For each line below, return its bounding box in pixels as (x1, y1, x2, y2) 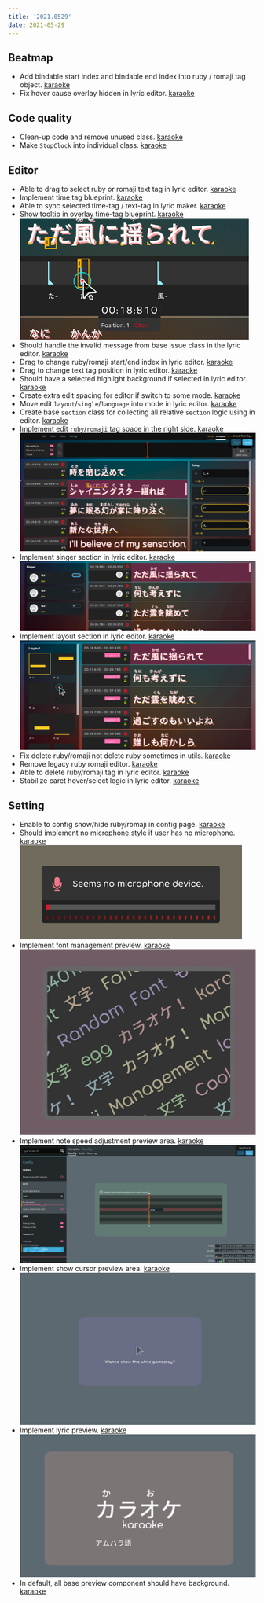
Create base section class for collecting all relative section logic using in (19, 407, 255, 417)
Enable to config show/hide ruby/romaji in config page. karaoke (19, 820, 225, 829)
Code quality (8, 111, 72, 125)
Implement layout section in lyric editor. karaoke (19, 631, 175, 641)
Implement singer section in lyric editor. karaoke (19, 553, 175, 562)
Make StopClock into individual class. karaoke (19, 141, 167, 150)
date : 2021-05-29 (8, 20, 65, 29)
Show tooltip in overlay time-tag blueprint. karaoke (19, 209, 184, 219)
